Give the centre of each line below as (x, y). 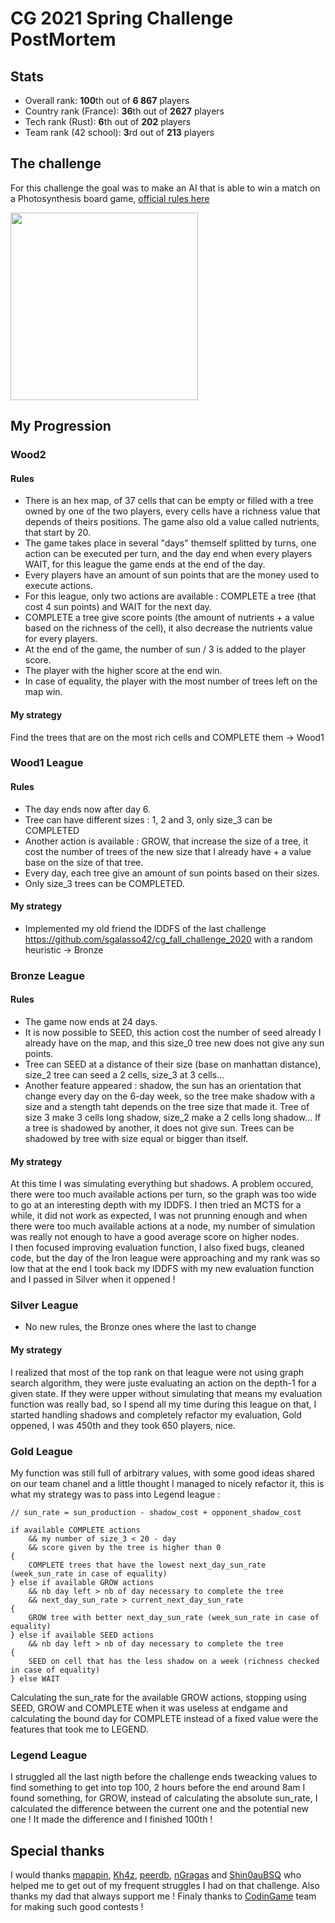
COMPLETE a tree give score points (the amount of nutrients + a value (169, 618)
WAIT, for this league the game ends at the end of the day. (145, 564)
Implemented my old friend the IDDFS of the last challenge (145, 928)
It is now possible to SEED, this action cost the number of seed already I (173, 1032)
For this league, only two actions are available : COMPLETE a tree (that (170, 596)
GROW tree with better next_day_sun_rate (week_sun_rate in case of (174, 1617)
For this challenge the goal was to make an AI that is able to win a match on (165, 188)
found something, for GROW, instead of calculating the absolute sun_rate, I (164, 1798)
